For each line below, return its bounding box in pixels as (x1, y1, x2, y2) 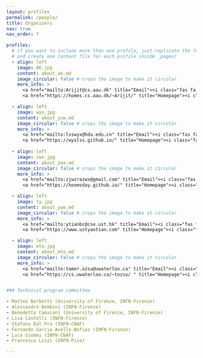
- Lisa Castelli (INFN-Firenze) (6, 315, 88, 321)
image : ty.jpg (17, 199, 53, 205)
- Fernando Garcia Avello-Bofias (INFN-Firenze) (6, 327, 131, 333)
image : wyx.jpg (17, 109, 56, 115)
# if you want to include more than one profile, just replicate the (11, 48, 190, 54)
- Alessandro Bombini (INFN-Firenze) (6, 304, 101, 310)
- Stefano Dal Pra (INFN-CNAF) (6, 321, 85, 327)
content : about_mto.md (17, 249, 74, 255)
